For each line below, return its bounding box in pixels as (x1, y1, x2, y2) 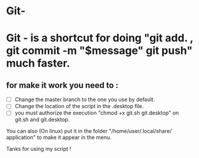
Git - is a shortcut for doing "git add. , (6, 31, 194, 45)
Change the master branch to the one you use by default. (14, 96, 156, 103)
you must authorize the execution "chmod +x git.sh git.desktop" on (14, 109, 179, 116)
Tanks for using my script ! (6, 146, 71, 153)
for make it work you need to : (6, 80, 119, 90)
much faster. (6, 56, 70, 70)
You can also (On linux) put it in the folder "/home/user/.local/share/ (6, 128, 172, 135)
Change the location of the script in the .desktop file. (14, 103, 144, 110)
